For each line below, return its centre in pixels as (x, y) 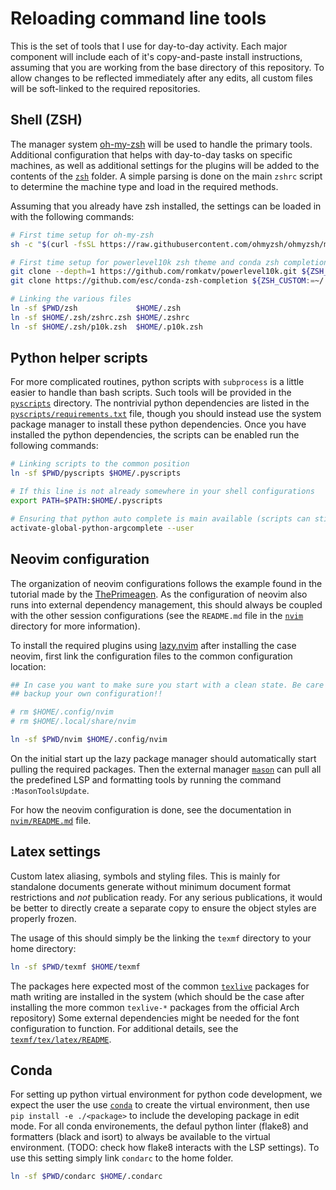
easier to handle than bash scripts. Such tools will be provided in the (151, 393)
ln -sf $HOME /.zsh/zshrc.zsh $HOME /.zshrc (100, 317)
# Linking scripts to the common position (100, 464)
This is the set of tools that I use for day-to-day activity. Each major (149, 46)
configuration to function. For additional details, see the (124, 1028)
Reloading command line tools (138, 18)
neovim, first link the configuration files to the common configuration (151, 656)
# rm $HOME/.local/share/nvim (73, 722)
